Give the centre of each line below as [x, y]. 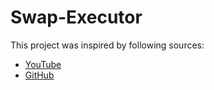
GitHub [39, 75]
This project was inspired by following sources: [107, 45]
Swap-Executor [76, 17]
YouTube [43, 64]
